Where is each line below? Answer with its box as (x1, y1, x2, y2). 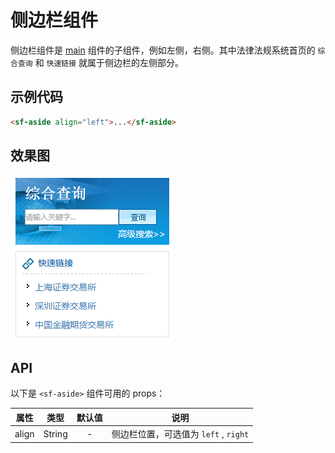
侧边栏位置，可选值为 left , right (111, 428, 250, 440)
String (43, 427, 68, 440)
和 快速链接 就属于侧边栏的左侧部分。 (34, 56, 185, 68)
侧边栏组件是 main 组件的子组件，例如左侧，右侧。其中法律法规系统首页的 (10, 44, 316, 56)
